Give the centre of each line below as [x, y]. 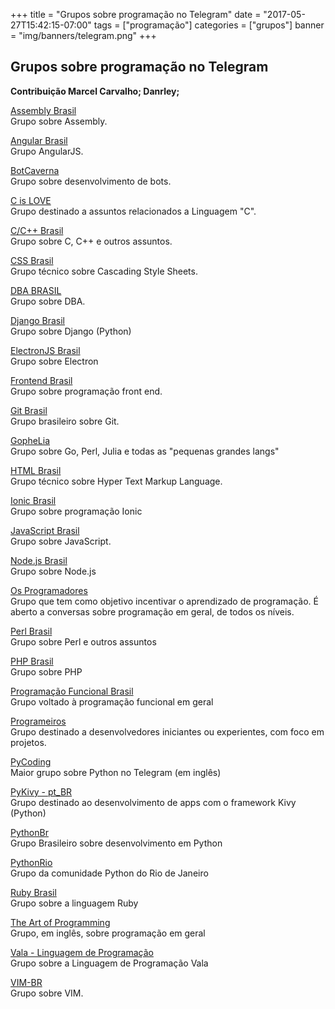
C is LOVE [31, 200]
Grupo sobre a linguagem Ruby [74, 903]
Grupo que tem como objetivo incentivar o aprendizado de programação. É [164, 601]
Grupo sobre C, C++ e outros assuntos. [91, 241]
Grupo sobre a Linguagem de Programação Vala [109, 963]
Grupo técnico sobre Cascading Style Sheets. [104, 271]
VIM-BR [26, 982]
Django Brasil [38, 320]
